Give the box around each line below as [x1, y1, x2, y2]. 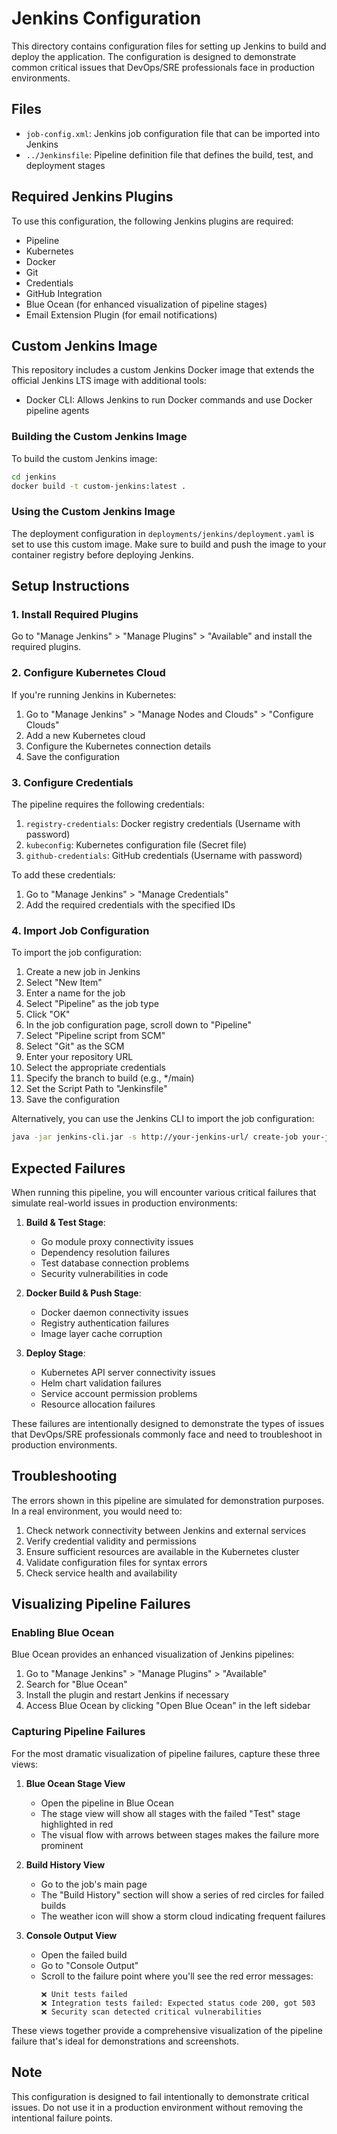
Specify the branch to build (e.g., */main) [25, 1072, 195, 1084]
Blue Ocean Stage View [25, 1777, 126, 1789]
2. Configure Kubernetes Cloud [11, 666, 166, 680]
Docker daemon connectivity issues [40, 1306, 189, 1318]
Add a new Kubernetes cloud [25, 729, 146, 741]
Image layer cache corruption [40, 1327, 163, 1339]
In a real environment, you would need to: [11, 1505, 183, 1517]
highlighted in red [40, 1818, 114, 1830]
